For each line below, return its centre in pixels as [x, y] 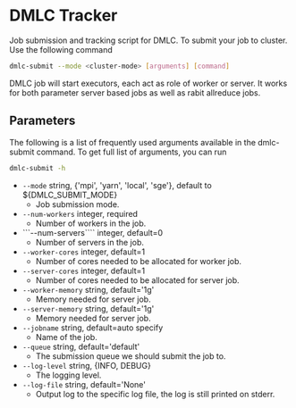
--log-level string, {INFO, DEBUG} [87, 365]
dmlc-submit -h [38, 168]
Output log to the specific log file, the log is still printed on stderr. [155, 394]
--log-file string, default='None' [84, 384]
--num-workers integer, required [80, 213]
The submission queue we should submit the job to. [131, 356]
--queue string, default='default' [81, 346]
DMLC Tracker [63, 16]
